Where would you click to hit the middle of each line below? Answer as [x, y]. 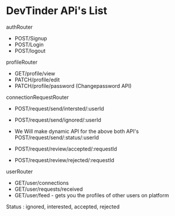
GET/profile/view [35, 73]
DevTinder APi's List [56, 11]
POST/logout [30, 50]
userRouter [20, 172]
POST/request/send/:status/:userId [57, 137]
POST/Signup [31, 38]
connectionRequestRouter [37, 97]
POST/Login [29, 44]
